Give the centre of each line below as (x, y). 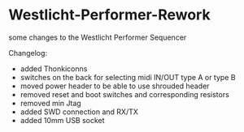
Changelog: (28, 53)
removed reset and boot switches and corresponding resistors (124, 94)
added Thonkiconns (54, 68)
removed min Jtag (50, 103)
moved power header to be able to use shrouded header (115, 86)
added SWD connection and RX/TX (79, 112)
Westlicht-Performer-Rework (109, 15)
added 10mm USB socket (62, 120)
